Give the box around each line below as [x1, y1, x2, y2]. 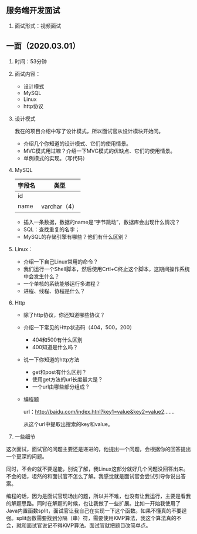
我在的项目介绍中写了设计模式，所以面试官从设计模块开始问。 [14, 127, 164, 134]
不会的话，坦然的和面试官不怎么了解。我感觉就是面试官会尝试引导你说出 [6, 472, 181, 479]
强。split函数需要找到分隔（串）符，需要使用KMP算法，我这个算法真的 [6, 514, 177, 521]
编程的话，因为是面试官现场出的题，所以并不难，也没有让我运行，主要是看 [6, 492, 186, 499]
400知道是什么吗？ [32, 343, 79, 350]
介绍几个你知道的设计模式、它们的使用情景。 [23, 140, 132, 147]
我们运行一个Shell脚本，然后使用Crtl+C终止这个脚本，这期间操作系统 [23, 265, 190, 272]
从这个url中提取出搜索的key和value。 [23, 420, 113, 427]
